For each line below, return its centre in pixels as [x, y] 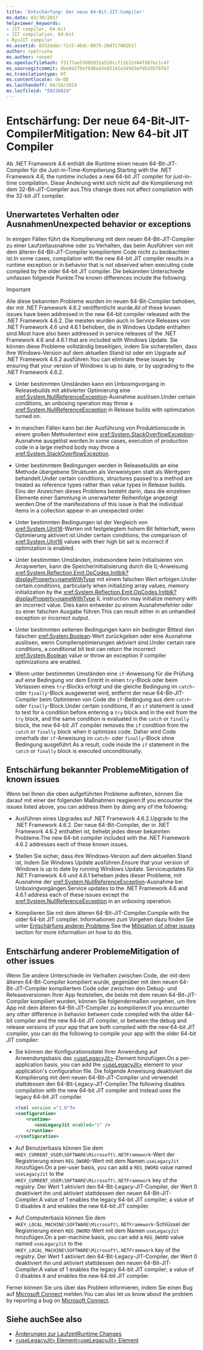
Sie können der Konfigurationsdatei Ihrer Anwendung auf [86, 1052]
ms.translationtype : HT [36, 74]
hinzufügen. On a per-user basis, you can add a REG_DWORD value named [104, 1167]
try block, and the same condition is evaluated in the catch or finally [102, 718]
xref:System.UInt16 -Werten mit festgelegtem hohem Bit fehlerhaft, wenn [105, 528]
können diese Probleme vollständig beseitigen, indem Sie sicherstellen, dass [102, 346]
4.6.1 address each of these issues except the [72, 895]
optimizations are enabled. [48, 661]
